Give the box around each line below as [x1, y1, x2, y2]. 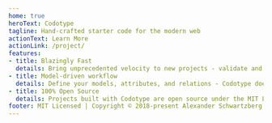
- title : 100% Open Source [8, 87, 100, 95]
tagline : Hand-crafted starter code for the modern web [8, 27, 201, 35]
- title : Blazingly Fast [8, 57, 92, 66]
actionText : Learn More [8, 34, 89, 43]
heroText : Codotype [8, 19, 74, 28]
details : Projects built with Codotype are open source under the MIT [15, 95, 259, 103]
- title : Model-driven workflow [8, 72, 117, 80]
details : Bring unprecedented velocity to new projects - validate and [15, 65, 263, 73]
